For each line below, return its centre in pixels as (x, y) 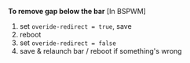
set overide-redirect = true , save (75, 26)
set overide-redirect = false (68, 43)
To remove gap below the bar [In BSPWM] (77, 11)
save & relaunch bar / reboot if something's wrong (100, 51)
